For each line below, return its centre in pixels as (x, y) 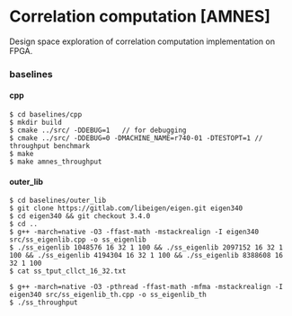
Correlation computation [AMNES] (140, 17)
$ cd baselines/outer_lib (58, 201)
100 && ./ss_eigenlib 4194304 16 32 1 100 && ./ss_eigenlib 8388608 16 (146, 256)
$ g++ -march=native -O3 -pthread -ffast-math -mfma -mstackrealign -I (146, 287)
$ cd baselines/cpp (46, 115)
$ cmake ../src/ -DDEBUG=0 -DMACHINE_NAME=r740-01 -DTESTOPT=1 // (136, 138)
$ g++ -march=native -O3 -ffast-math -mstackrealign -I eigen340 (134, 232)
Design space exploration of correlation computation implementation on (142, 41)
